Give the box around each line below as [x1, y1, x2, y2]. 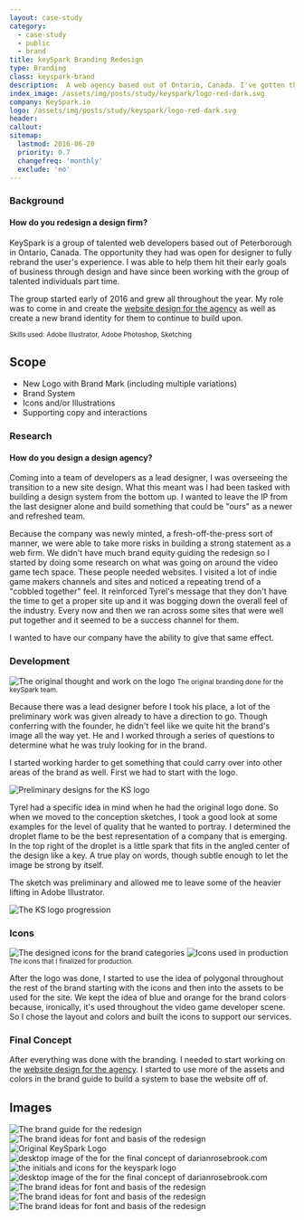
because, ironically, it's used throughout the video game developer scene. [9, 1002, 286, 1013]
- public [17, 38, 51, 48]
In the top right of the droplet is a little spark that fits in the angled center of [9, 840, 290, 851]
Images [9, 1100, 52, 1115]
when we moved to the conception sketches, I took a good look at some [9, 811, 278, 822]
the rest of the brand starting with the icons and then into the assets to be [9, 983, 284, 994]
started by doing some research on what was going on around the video [9, 558, 279, 568]
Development [9, 655, 71, 668]
